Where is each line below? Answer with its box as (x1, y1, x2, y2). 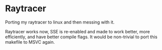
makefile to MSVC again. (5, 39, 55, 45)
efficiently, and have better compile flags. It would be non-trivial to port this (5, 34, 158, 40)
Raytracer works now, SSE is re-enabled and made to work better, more (5, 28, 150, 34)
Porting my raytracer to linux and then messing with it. (5, 19, 115, 25)
